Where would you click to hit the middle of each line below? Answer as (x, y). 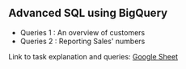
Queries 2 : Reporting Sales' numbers (82, 41)
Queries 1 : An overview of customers (82, 32)
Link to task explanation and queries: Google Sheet (93, 56)
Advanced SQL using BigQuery (88, 13)
